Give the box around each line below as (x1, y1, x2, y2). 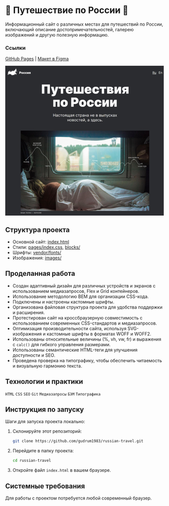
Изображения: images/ (12, 255, 62, 261)
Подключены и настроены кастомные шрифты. (12, 298, 115, 305)
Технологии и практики (5, 377, 83, 386)
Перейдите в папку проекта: (12, 448, 74, 454)
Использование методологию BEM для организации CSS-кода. (12, 293, 149, 299)
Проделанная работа (5, 269, 75, 278)
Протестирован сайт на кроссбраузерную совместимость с (12, 315, 143, 321)
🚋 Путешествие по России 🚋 (5, 5, 129, 16)
